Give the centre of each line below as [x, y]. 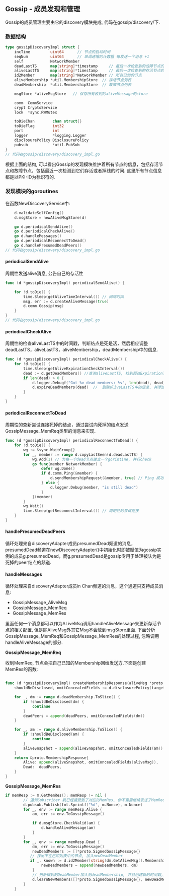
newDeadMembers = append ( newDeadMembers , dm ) [90, 865]
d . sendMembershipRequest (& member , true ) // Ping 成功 [107, 478]
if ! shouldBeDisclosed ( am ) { [54, 734]
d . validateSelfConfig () [39, 213]
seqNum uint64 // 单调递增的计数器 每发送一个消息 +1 [82, 56]
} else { [50, 483]
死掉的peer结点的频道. [28, 562]
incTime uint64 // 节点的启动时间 [62, 52]
